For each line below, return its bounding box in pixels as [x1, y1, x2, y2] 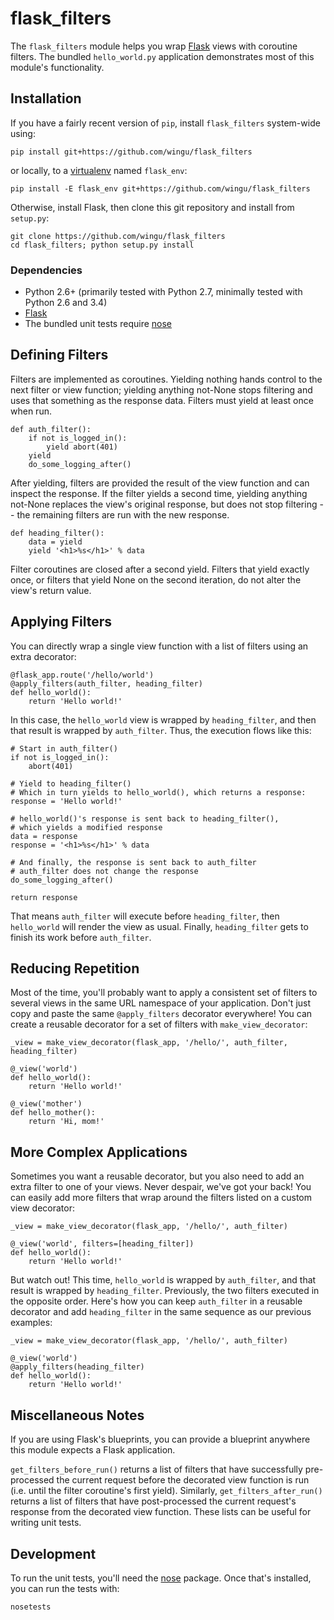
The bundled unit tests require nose [24, 318, 172, 330]
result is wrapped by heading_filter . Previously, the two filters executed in [10, 1285, 320, 1297]
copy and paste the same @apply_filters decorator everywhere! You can [10, 1008, 313, 1020]
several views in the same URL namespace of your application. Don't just [10, 997, 312, 1009]
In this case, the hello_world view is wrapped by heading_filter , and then [10, 713, 317, 726]
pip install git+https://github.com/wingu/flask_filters [10, 147, 253, 157]
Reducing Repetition [10, 960, 140, 977]
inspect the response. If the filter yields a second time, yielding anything [10, 487, 308, 499]
